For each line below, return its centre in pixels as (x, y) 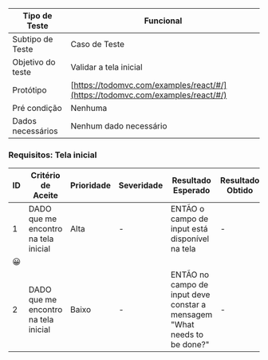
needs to (187, 334)
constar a (188, 305)
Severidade (141, 185)
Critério (45, 176)
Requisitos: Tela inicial (53, 155)
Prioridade (91, 185)
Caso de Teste (98, 44)
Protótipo (30, 90)
